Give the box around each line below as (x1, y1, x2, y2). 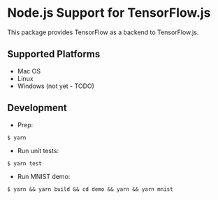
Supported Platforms (7, 48, 101, 60)
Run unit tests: (17, 146, 59, 155)
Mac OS (17, 66, 41, 75)
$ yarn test (7, 159, 42, 167)
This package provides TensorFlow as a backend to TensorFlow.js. (7, 28, 199, 36)
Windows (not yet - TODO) (17, 82, 94, 90)
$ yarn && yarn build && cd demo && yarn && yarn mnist (7, 185, 173, 193)
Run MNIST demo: (17, 172, 71, 180)
